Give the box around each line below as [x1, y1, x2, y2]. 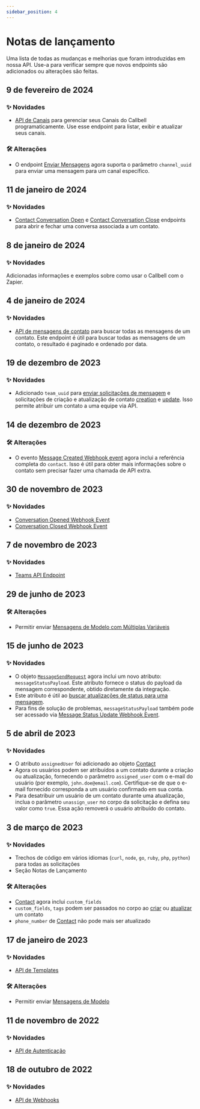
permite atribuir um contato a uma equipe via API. [14, 402, 138, 409]
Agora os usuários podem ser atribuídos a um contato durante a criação [14, 766, 193, 774]
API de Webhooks [14, 1096, 59, 1104]
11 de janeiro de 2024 [6, 184, 87, 194]
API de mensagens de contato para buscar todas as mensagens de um [14, 328, 191, 335]
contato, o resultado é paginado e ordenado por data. [14, 340, 148, 347]
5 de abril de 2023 [6, 728, 76, 739]
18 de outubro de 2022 [6, 1064, 92, 1075]
